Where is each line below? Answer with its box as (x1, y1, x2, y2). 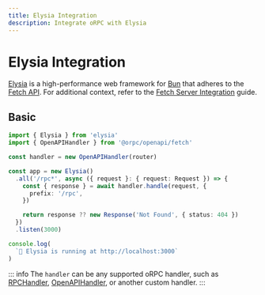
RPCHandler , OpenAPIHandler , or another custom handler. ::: (8, 278, 206, 287)
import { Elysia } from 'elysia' (8, 131, 119, 139)
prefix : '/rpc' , (28, 189, 83, 198)
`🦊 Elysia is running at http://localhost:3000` (15, 247, 179, 255)
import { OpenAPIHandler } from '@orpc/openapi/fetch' (8, 139, 193, 147)
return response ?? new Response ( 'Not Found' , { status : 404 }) (22, 211, 239, 219)
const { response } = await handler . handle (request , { (22, 182, 207, 190)
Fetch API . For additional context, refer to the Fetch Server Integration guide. (8, 88, 257, 97)
